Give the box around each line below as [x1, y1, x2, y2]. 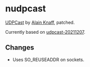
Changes [5, 43, 34, 52]
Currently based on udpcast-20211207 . [5, 29, 85, 35]
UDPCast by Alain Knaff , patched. [5, 19, 75, 25]
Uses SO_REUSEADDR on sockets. [12, 57, 84, 63]
